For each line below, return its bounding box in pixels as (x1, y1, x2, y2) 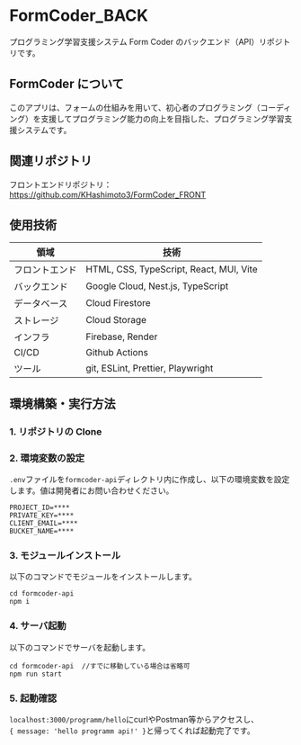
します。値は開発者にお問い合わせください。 (9, 485, 174, 496)
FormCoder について (9, 76, 124, 92)
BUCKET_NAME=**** (9, 526, 75, 535)
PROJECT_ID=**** (9, 503, 70, 512)
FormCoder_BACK (9, 5, 148, 26)
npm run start (9, 669, 63, 678)
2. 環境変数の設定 (9, 452, 85, 464)
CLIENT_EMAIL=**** (9, 518, 78, 527)
